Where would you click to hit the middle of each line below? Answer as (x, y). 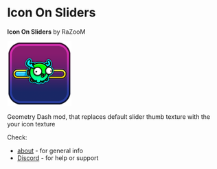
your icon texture (31, 124)
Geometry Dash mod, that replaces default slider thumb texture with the (109, 116)
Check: (17, 137)
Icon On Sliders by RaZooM (46, 32)
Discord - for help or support (58, 158)
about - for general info (50, 150)
